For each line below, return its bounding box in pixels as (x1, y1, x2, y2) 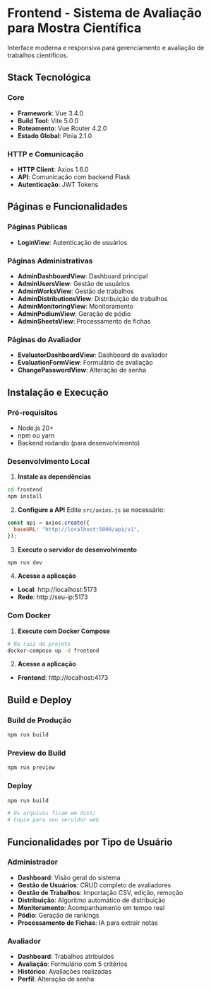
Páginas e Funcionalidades (7, 200, 128, 213)
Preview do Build (7, 748, 66, 758)
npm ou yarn (17, 431, 55, 440)
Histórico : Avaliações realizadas (17, 967, 112, 976)
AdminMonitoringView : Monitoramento (17, 302, 134, 310)
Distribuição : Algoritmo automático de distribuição (17, 896, 166, 904)
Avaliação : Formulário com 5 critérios (17, 960, 128, 968)
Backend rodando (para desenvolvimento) (17, 438, 140, 447)
